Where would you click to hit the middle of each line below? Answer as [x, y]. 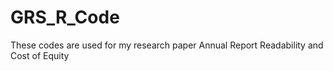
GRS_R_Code [65, 17]
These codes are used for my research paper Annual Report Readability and [167, 45]
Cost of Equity [40, 55]
